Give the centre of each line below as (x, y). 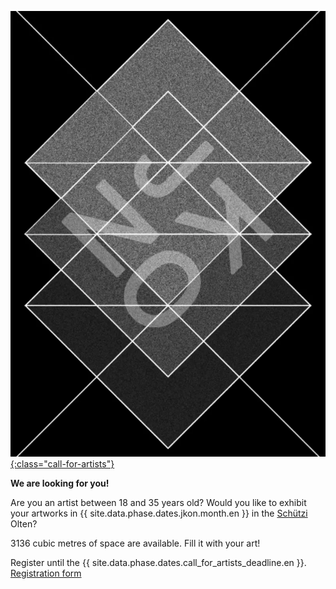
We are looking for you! (60, 483)
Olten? (24, 523)
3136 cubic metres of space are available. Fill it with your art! (135, 543)
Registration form (46, 573)
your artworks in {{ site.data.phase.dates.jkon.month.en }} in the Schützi (159, 513)
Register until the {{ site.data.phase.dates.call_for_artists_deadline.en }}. (158, 562)
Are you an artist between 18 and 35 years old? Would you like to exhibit (158, 502)
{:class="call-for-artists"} (62, 463)
